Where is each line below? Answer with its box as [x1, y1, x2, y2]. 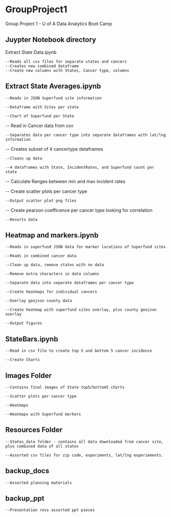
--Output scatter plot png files [5, 198, 77, 203]
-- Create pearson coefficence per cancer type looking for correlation [5, 207, 153, 213]
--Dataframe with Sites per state [5, 104, 79, 110]
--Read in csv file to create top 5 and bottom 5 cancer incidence [5, 348, 153, 353]
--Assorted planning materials [5, 480, 72, 485]
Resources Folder [5, 426, 62, 434]
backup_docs [5, 467, 50, 475]
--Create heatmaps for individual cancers [5, 289, 97, 294]
